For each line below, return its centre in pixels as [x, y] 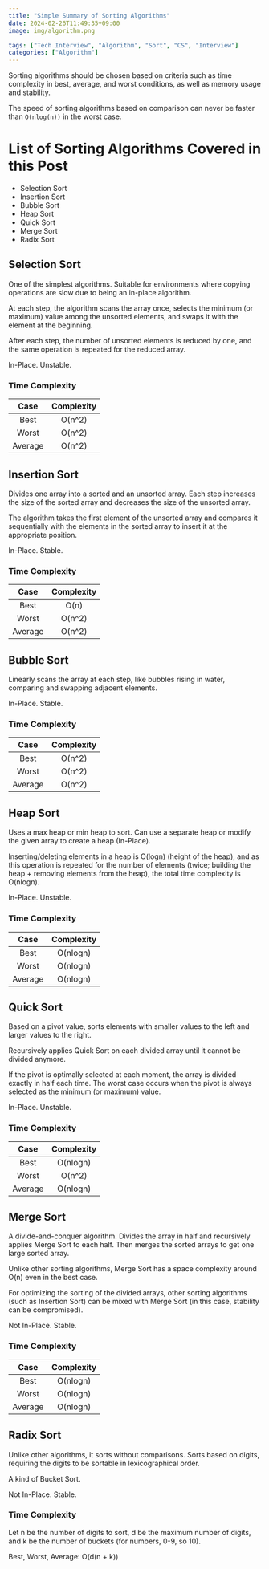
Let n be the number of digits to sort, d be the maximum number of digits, [130, 1532]
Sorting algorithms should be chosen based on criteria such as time [120, 75]
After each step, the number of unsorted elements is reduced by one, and [130, 340]
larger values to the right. [50, 1035]
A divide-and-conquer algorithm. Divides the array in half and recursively [129, 1236]
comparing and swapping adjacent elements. [83, 688]
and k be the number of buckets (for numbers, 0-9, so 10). [104, 1541]
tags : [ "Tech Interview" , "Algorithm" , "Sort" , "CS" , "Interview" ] [124, 45]
